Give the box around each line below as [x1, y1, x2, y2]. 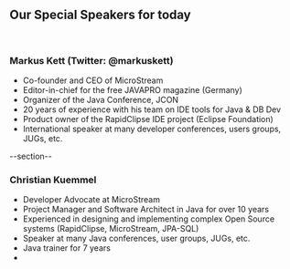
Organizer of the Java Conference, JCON [22, 95, 179, 106]
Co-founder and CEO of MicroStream [22, 75, 164, 86]
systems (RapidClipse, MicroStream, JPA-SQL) [22, 223, 199, 234]
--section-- [9, 150, 52, 162]
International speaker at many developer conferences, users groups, [22, 123, 282, 135]
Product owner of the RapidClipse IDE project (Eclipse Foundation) [22, 114, 274, 125]
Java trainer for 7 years [22, 243, 112, 253]
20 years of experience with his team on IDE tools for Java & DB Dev [22, 104, 282, 115]
